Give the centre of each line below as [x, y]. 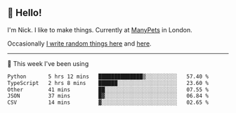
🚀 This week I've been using [48, 63]
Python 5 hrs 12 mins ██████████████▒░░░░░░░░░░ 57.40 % [108, 77]
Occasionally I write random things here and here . [80, 44]
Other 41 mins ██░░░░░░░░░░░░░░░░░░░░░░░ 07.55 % [108, 89]
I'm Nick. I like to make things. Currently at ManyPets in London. [100, 29]
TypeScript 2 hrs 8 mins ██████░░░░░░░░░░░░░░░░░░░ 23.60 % [108, 83]
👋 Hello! [25, 13]
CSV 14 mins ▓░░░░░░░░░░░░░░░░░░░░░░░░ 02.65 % [108, 102]
